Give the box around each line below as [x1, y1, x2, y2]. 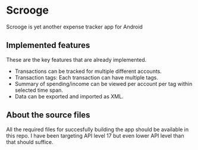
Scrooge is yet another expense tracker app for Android [6, 23, 143, 30]
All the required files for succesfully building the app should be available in [6, 126, 189, 133]
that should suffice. [6, 138, 54, 145]
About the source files [6, 110, 90, 120]
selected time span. [14, 87, 64, 94]
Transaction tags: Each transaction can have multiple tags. [14, 74, 159, 81]
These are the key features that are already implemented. [6, 56, 147, 63]
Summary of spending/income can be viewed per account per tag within [14, 80, 193, 87]
